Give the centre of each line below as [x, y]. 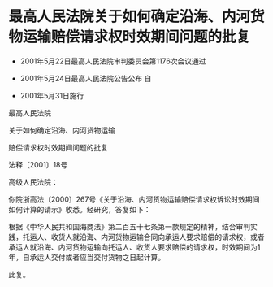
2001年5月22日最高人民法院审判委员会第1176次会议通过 [113, 61]
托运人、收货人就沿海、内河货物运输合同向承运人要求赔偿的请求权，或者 [143, 237]
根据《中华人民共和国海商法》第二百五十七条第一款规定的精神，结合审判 [129, 226]
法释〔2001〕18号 [38, 164]
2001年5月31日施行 [52, 95]
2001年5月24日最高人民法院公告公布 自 [86, 78]
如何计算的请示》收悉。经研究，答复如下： [80, 209]
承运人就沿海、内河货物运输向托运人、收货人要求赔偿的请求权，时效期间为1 [134, 247]
